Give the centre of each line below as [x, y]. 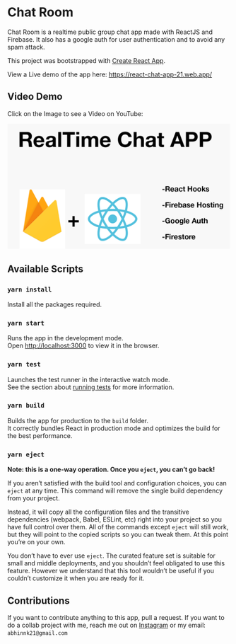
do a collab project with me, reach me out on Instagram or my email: [107, 625]
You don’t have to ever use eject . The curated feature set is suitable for [111, 556]
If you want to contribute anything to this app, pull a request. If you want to [116, 617]
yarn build [26, 406]
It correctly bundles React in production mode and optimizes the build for [114, 428]
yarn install [30, 289]
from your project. [34, 498]
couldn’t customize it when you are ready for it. [76, 578]
